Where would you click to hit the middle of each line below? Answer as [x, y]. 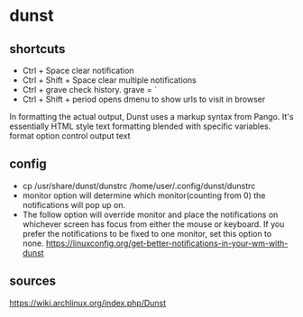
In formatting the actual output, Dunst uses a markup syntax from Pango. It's [151, 117]
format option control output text [70, 136]
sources [33, 281]
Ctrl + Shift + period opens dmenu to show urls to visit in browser [144, 99]
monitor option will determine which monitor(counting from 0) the [144, 195]
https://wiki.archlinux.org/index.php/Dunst [88, 303]
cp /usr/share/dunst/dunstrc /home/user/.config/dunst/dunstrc [139, 186]
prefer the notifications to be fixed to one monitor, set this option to [147, 233]
